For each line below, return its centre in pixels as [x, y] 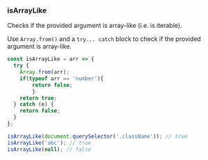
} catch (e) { [34, 104]
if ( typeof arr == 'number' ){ [62, 79]
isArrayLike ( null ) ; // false [49, 149]
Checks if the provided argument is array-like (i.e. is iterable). [95, 26]
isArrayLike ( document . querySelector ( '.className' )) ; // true [97, 136]
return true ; [38, 98]
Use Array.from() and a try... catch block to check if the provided [104, 39]
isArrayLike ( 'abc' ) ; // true [49, 143]
